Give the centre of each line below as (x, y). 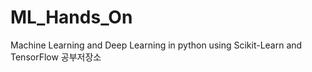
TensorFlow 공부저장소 (56, 57)
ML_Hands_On (71, 17)
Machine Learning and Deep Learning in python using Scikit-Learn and (156, 45)
